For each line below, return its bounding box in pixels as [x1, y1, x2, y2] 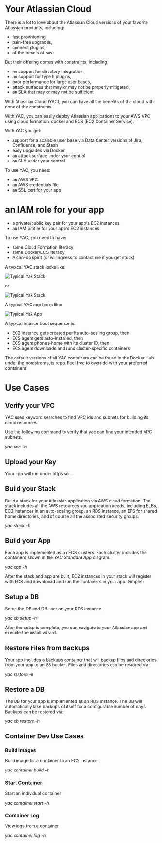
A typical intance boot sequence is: [5, 320, 76, 326]
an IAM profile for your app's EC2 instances [12, 225, 99, 231]
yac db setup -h [5, 615, 37, 621]
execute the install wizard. [5, 630, 57, 636]
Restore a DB [5, 685, 45, 694]
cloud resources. [5, 419, 39, 425]
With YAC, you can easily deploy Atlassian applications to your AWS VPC [5, 113, 150, 119]
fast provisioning [12, 34, 46, 40]
